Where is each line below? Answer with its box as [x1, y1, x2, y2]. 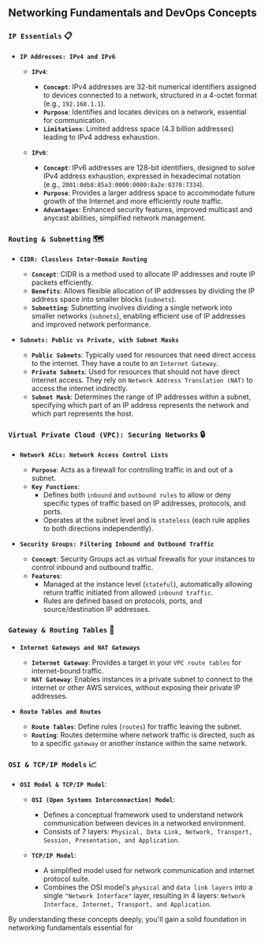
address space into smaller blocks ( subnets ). [31, 294, 177, 304]
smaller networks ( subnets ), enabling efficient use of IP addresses [31, 311, 246, 320]
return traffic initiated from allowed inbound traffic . [43, 587, 213, 598]
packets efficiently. [31, 278, 93, 287]
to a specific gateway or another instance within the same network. [31, 738, 248, 748]
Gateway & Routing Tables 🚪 [8, 625, 115, 636]
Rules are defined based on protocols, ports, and [43, 596, 203, 606]
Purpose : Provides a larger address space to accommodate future [43, 188, 256, 197]
